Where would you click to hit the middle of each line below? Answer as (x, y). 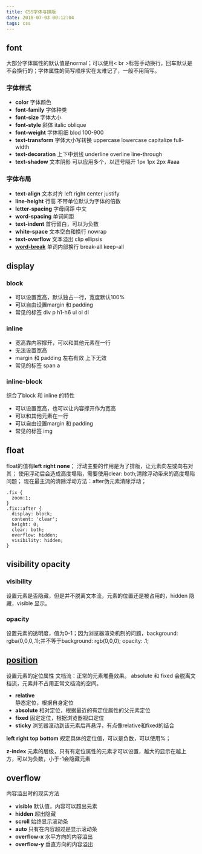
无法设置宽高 (31, 350)
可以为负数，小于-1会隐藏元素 (54, 759)
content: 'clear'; (35, 519)
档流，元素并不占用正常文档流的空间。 (54, 683)
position (22, 660)
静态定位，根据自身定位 (44, 702)
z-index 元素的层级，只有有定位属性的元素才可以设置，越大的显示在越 (94, 751)
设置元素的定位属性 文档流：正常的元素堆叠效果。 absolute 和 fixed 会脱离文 (101, 676)
